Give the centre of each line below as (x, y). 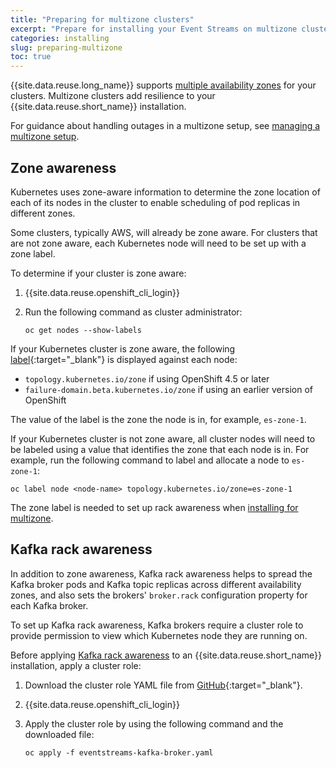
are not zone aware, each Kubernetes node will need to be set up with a (158, 243)
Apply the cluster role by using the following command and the (154, 723)
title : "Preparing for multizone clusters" (102, 19)
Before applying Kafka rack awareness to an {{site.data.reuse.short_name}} (166, 655)
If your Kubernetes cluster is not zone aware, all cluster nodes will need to (163, 438)
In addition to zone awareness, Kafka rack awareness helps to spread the (161, 573)
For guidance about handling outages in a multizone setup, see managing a (165, 126)
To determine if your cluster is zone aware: (98, 273)
